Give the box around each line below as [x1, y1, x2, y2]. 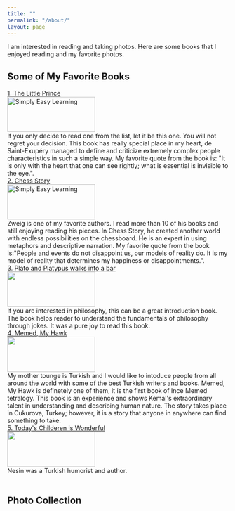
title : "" [7, 10, 36, 18]
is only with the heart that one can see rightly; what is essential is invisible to [7, 162, 229, 170]
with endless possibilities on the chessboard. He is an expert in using [7, 234, 207, 242]
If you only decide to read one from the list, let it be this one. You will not [7, 131, 217, 141]
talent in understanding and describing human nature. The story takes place [7, 401, 227, 410]
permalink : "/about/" [7, 17, 71, 24]
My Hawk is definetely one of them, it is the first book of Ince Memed [7, 387, 208, 395]
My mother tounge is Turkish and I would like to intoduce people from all [7, 372, 216, 380]
